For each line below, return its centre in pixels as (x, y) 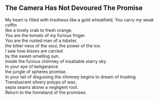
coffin (11, 25)
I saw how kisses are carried (34, 51)
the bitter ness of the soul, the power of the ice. (53, 45)
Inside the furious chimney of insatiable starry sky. (56, 61)
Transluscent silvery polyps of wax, (41, 82)
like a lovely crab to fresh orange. (39, 30)
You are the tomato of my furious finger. (45, 35)
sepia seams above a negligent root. (42, 87)
